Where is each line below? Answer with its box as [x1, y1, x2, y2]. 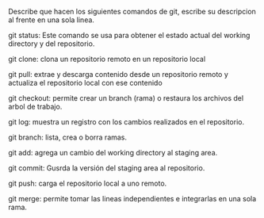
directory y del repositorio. [8, 39, 95, 48]
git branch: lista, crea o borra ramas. [8, 132, 128, 142]
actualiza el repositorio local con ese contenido [8, 78, 163, 87]
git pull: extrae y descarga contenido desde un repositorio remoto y [8, 70, 228, 78]
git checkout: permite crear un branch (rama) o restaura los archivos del [8, 94, 244, 102]
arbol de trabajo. [8, 102, 63, 111]
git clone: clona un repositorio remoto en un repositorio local [8, 55, 206, 63]
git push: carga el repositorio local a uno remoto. [8, 178, 167, 188]
